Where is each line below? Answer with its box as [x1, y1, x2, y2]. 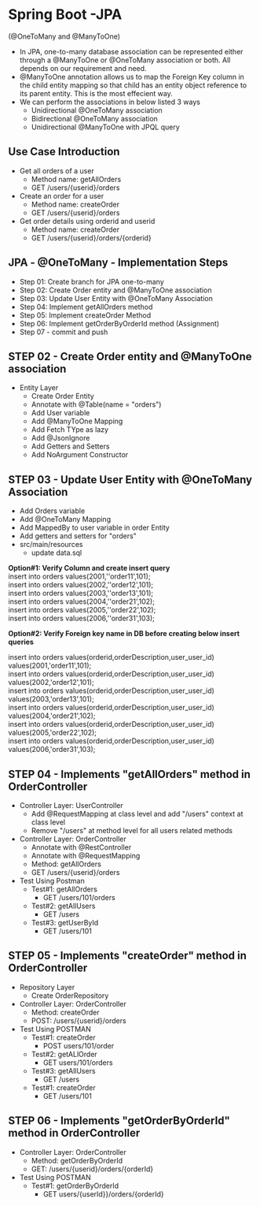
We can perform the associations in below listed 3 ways [19, 97, 200, 106]
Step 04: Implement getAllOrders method [19, 302, 153, 311]
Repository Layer [19, 982, 75, 992]
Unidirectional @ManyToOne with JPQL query [31, 122, 181, 132]
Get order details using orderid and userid [19, 216, 156, 225]
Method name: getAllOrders [31, 174, 122, 184]
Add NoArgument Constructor [31, 450, 129, 460]
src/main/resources [19, 540, 83, 549]
